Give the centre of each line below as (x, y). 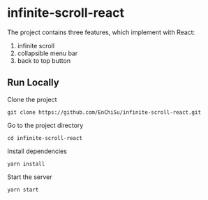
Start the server (30, 177)
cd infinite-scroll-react (45, 138)
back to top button (44, 60)
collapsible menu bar (47, 53)
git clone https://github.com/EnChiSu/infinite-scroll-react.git (104, 112)
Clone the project (32, 99)
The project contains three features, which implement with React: (101, 32)
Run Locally (33, 83)
